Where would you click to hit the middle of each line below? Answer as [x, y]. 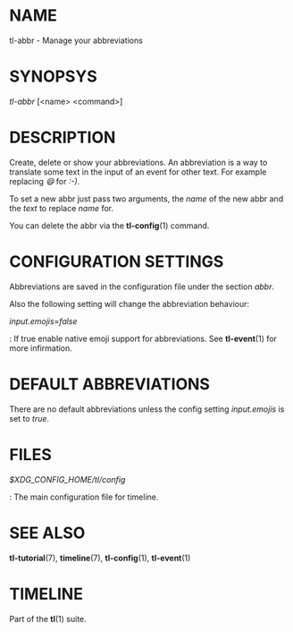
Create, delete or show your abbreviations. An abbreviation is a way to [138, 162]
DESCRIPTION [63, 137]
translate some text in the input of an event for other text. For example [138, 172]
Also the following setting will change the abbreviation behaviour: [130, 303]
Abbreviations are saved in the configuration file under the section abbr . [142, 286]
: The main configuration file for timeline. [84, 497]
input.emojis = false [43, 321]
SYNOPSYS [53, 77]
